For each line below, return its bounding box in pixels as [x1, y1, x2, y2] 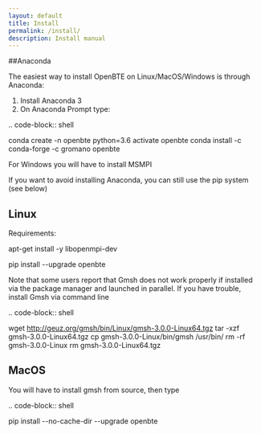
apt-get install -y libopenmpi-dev [8, 244, 118, 254]
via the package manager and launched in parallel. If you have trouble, [8, 284, 242, 293]
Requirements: [8, 228, 56, 238]
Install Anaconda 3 [19, 96, 82, 105]
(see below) [8, 184, 48, 194]
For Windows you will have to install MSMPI [8, 160, 153, 170]
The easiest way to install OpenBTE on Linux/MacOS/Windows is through [8, 72, 251, 81]
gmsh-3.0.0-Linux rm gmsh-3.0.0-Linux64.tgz [8, 341, 161, 350]
